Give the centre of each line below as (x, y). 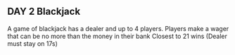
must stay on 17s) (33, 43)
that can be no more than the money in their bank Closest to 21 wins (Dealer (117, 36)
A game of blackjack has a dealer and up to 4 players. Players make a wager (118, 28)
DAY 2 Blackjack (44, 12)
